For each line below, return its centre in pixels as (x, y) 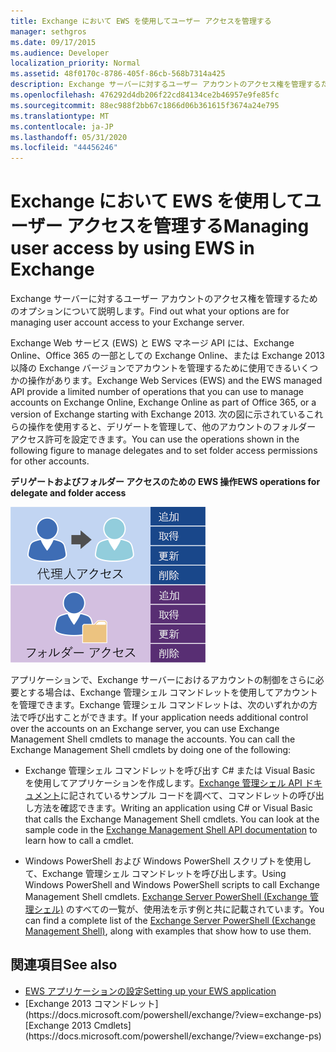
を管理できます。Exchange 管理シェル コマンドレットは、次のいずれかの (160, 705)
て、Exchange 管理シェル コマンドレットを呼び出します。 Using (155, 874)
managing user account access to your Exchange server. (127, 322)
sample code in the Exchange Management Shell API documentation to (171, 830)
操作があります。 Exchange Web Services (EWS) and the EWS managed (175, 381)
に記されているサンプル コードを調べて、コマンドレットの (178, 796)
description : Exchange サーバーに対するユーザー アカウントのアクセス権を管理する (166, 85)
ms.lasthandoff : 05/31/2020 (69, 137)
